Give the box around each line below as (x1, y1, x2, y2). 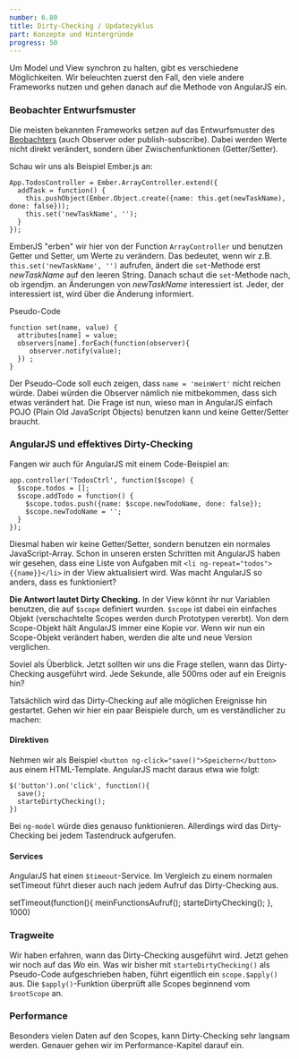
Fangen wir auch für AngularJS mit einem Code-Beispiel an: (9, 458, 230, 469)
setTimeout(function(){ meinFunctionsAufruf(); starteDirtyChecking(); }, (9, 897, 273, 909)
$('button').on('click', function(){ (9, 781, 150, 790)
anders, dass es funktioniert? (9, 576, 116, 587)
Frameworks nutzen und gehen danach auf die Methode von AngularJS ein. (9, 81, 288, 92)
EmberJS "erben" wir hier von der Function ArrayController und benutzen (9, 241, 284, 252)
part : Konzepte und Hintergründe (9, 30, 134, 38)
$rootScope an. (9, 987, 64, 998)
